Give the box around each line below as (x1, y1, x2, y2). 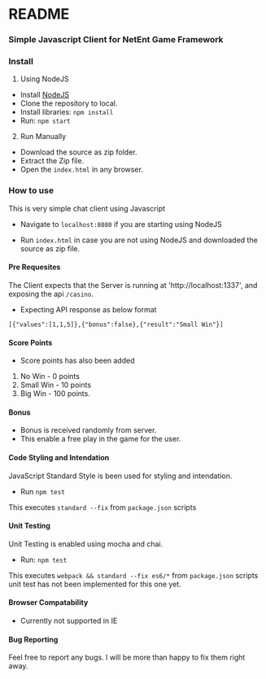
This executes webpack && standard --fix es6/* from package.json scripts (8, 570, 259, 580)
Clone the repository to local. (20, 98, 118, 108)
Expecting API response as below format (20, 304, 157, 314)
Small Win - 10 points (20, 380, 92, 390)
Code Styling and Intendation (8, 452, 110, 462)
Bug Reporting (8, 634, 59, 644)
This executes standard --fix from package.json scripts (8, 502, 197, 512)
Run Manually (20, 132, 67, 141)
